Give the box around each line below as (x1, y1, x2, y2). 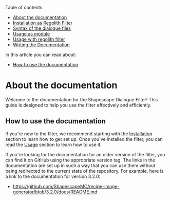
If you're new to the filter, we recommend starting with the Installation (5, 131, 153, 137)
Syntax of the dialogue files (12, 25, 71, 31)
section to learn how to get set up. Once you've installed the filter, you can (5, 136, 163, 142)
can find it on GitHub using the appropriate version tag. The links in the (5, 157, 156, 163)
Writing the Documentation (12, 42, 70, 48)
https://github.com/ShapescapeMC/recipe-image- (12, 183, 120, 189)
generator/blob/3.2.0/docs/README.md (12, 189, 98, 195)
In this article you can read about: (5, 51, 77, 58)
